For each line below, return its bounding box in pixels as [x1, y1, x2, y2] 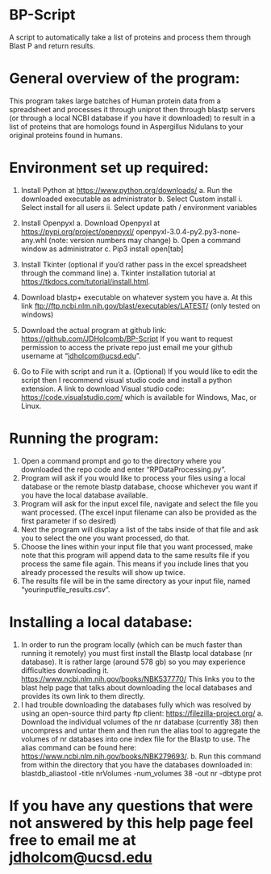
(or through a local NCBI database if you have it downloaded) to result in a [9, 113, 256, 123]
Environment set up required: [9, 159, 209, 177]
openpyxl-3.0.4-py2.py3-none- [135, 226, 240, 236]
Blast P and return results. [9, 40, 95, 50]
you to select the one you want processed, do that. [20, 533, 190, 543]
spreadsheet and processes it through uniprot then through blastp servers [9, 104, 256, 114]
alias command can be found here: [20, 742, 136, 752]
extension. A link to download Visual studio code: [20, 384, 185, 393]
